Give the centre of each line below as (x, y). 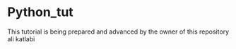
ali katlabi (21, 38)
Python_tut (41, 12)
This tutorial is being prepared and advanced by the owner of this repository (118, 31)
